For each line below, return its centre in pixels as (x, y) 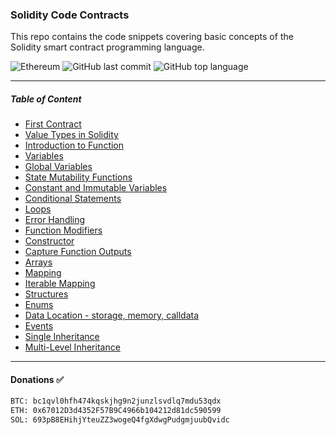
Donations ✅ (37, 379)
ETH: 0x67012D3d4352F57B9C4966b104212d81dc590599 (116, 411)
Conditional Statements (73, 199)
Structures (46, 294)
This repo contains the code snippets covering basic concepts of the (152, 37)
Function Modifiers (63, 230)
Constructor (49, 241)
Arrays (38, 262)
